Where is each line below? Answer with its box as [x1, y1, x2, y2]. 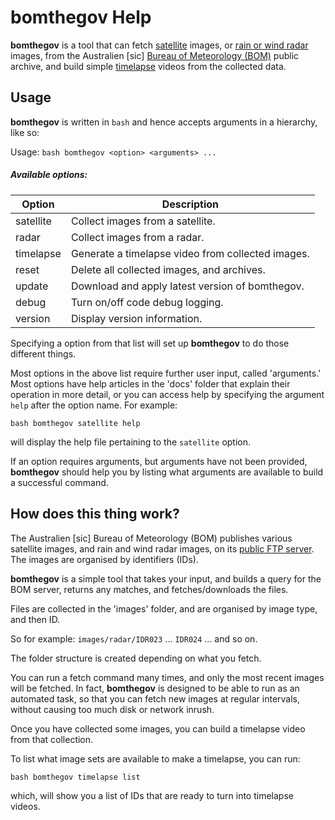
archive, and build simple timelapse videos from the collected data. [10, 60, 287, 72]
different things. [10, 347, 77, 360]
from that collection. [10, 733, 94, 745]
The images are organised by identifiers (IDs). [10, 553, 199, 565]
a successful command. [10, 476, 109, 488]
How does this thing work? [10, 506, 180, 523]
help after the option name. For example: [10, 399, 178, 411]
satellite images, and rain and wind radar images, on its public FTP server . [10, 542, 315, 555]
